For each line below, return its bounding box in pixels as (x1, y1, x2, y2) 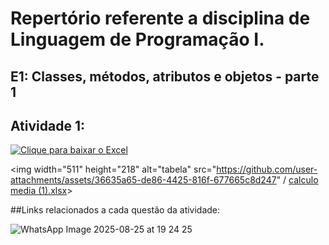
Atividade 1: (10, 117, 85, 134)
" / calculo (276, 174, 319, 186)
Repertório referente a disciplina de (10, 7, 311, 30)
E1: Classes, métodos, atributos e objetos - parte (10, 68, 320, 85)
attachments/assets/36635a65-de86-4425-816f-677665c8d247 (10, 174, 277, 186)
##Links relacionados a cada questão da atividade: (10, 204, 221, 216)
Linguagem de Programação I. (10, 28, 265, 51)
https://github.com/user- (216, 163, 318, 176)
